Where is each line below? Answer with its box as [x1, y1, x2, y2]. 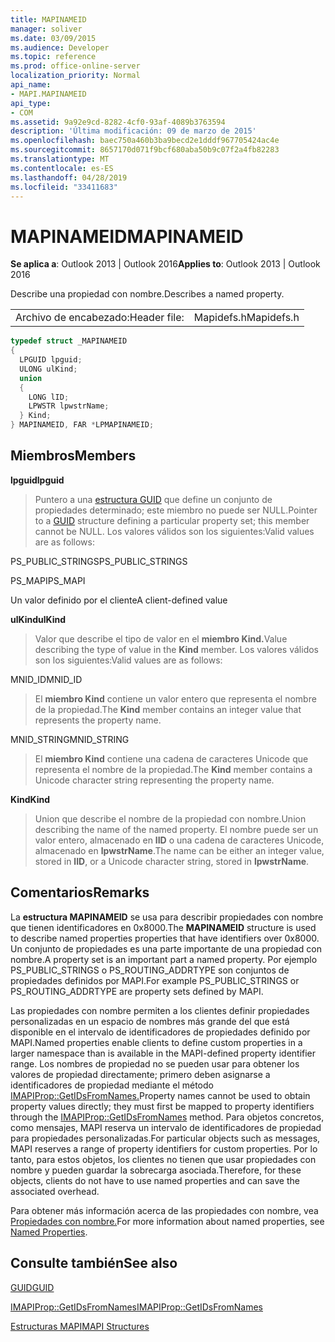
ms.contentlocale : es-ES [10, 163, 114, 173]
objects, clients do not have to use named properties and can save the [10, 1174, 300, 1186]
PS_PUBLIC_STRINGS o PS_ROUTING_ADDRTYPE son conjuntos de [10, 964, 290, 976]
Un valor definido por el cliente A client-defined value [10, 594, 228, 606]
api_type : [10, 98, 52, 108]
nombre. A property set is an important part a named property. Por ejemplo [10, 953, 318, 965]
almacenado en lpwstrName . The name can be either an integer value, [34, 844, 325, 856]
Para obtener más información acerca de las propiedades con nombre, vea [10, 1204, 319, 1216]
